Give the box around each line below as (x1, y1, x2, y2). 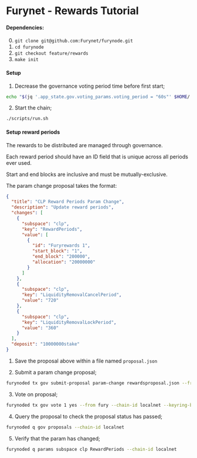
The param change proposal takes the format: (6, 182, 117, 189)
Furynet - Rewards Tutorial (6, 4, 139, 18)
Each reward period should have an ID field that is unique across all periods (6, 153, 189, 160)
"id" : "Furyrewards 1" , (32, 243, 91, 248)
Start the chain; (14, 104, 52, 111)
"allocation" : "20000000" (32, 259, 96, 265)
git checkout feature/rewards (14, 51, 89, 57)
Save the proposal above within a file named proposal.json (14, 357, 158, 364)
